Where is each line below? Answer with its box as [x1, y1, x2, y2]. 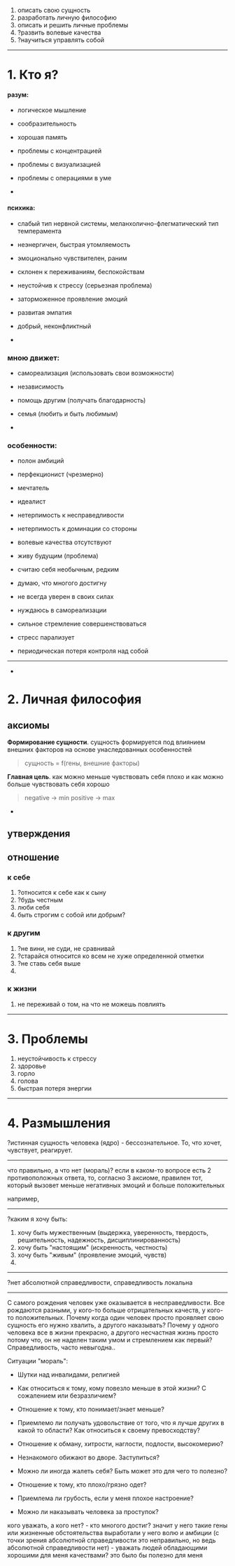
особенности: [7, 440, 57, 450]
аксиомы [7, 719, 50, 731]
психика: [7, 203, 36, 212]
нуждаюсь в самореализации [17, 606, 107, 614]
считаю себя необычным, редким [17, 565, 120, 574]
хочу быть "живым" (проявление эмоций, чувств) [17, 1250, 167, 1259]
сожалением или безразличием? [17, 1391, 117, 1400]
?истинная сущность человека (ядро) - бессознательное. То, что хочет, [7, 1138, 222, 1147]
